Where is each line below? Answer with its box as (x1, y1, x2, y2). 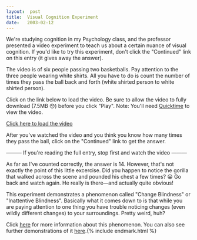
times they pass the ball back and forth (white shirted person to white (6, 78, 175, 86)
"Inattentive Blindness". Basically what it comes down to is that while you (6, 197, 183, 204)
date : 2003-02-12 (6, 19, 54, 25)
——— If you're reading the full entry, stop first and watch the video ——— (6, 149, 187, 156)
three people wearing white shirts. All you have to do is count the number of (6, 72, 190, 80)
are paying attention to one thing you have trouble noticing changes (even (6, 203, 185, 211)
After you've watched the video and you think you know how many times (6, 131, 182, 139)
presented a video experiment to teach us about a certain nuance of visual (6, 42, 186, 49)
